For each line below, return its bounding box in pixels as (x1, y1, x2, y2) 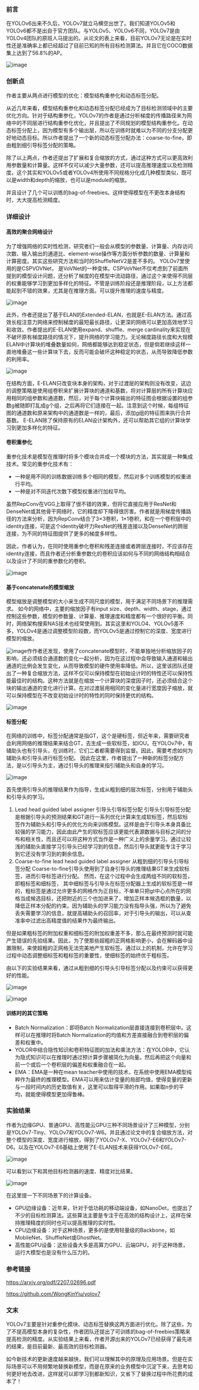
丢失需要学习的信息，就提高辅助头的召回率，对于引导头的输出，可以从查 (14, 909, 191, 917)
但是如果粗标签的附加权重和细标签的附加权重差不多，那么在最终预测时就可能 (6, 930, 193, 937)
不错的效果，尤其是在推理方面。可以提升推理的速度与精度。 (21, 287, 167, 294)
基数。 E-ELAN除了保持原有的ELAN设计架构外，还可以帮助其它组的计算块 (6, 417, 185, 424)
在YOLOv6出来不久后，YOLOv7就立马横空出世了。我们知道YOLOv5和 (6, 20, 176, 27)
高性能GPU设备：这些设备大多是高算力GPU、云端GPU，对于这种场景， (14, 1241, 188, 1248)
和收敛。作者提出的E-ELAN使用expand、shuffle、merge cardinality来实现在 (6, 326, 191, 333)
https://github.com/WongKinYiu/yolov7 (6, 1290, 101, 1298)
